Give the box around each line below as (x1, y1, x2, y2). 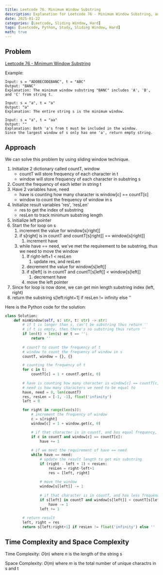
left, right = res (22, 520, 60, 525)
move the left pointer (26, 279, 68, 285)
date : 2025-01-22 (5, 16, 40, 21)
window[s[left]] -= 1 (39, 484, 83, 489)
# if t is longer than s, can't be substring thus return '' (22, 322, 149, 328)
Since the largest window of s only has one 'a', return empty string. (5, 130, 153, 135)
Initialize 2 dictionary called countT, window (12, 165, 100, 171)
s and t (5, 565, 19, 571)
